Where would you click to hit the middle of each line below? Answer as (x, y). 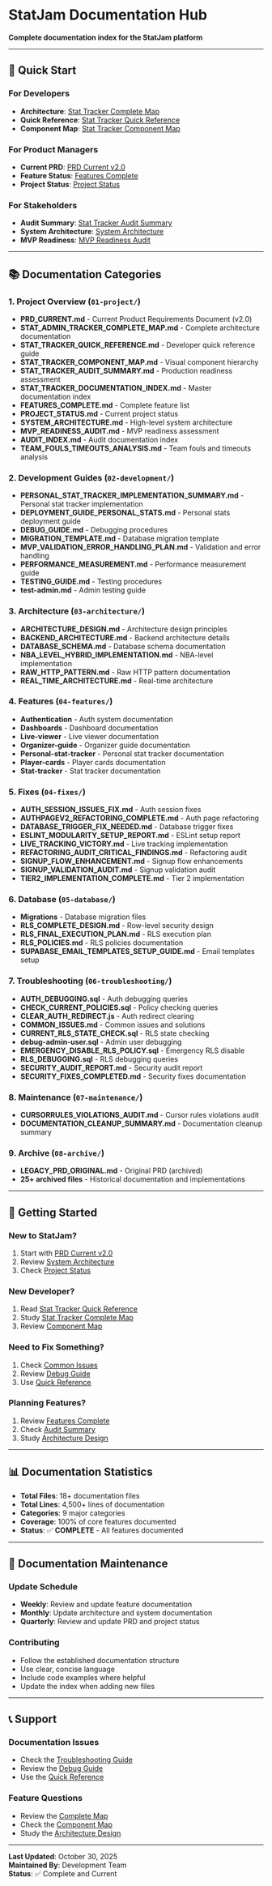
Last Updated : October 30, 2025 (63, 1856)
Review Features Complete (65, 1421)
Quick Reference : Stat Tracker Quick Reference (100, 120)
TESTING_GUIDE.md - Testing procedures (91, 582)
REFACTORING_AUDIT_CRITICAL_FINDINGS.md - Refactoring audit (134, 853)
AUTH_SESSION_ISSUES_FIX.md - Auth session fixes (110, 810)
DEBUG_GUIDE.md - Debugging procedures (94, 530)
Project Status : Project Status (70, 184)
